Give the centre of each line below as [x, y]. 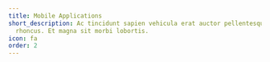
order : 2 [23, 46]
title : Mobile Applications [55, 16]
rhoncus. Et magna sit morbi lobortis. [82, 31]
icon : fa [23, 38]
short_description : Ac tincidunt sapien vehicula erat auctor [115, 23]
